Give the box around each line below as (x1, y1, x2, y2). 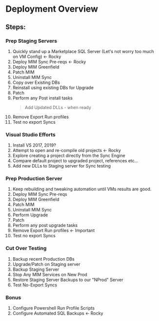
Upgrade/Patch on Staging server (12, 261, 80, 267)
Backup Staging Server (12, 266, 60, 272)
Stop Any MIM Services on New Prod (12, 271, 87, 277)
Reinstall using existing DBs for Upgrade (12, 84, 94, 91)
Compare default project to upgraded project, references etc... (12, 158, 139, 164)
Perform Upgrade (12, 212, 48, 218)
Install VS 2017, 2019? (12, 142, 57, 148)
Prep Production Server (5, 175, 62, 182)
